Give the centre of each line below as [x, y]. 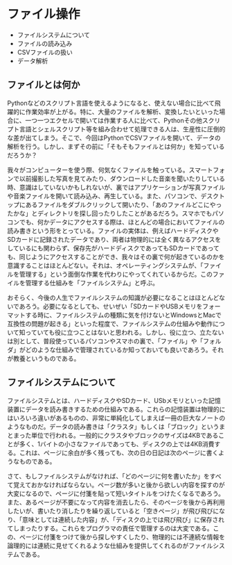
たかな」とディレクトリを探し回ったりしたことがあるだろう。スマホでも [110, 213]
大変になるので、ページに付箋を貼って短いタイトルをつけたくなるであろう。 [116, 493]
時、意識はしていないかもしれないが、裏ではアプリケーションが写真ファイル [116, 187]
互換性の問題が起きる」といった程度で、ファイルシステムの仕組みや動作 [110, 323]
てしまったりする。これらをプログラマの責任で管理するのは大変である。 [110, 528]
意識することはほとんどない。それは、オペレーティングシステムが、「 [105, 265]
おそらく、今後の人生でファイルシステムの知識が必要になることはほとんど [113, 297]
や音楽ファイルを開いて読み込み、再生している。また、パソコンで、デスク [113, 196]
